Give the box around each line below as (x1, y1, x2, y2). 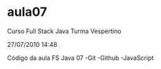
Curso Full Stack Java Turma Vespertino (7, 27, 122, 35)
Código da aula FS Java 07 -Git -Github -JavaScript (7, 53, 154, 62)
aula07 (7, 4, 48, 20)
